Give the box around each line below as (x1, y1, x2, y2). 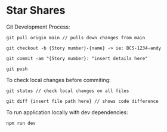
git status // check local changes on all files (6, 87, 129, 94)
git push (6, 66, 28, 72)
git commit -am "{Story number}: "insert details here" (6, 55, 148, 61)
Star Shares (6, 4, 66, 17)
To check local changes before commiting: (6, 76, 112, 83)
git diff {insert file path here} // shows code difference (6, 98, 159, 104)
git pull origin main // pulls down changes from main (6, 34, 146, 40)
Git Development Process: (6, 23, 70, 30)
